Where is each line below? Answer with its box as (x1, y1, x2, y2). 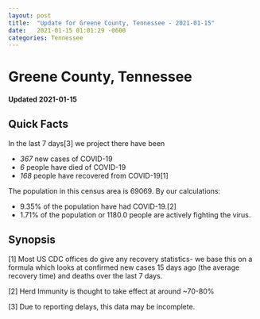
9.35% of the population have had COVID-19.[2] (19, 202, 177, 211)
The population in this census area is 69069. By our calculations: (8, 186, 221, 195)
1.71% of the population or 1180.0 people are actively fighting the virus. (19, 209, 251, 219)
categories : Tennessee (8, 33, 83, 42)
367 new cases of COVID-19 (19, 154, 113, 163)
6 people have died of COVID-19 (19, 162, 126, 171)
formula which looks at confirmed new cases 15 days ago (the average (8, 263, 240, 272)
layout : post (8, 11, 52, 20)
